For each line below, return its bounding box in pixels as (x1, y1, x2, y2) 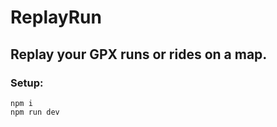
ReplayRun (10, 6, 102, 29)
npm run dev (10, 107, 60, 117)
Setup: (10, 76, 44, 90)
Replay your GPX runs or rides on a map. (10, 46, 268, 63)
